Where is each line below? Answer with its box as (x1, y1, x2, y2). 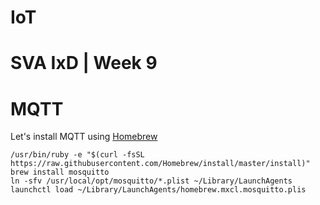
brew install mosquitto (10, 167, 110, 178)
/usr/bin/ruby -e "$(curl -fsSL (10, 150, 145, 160)
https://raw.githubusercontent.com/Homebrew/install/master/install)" (10, 159, 311, 169)
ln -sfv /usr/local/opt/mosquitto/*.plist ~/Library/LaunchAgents (10, 176, 293, 186)
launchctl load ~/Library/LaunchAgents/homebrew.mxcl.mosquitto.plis (10, 185, 307, 195)
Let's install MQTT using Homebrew (10, 131, 158, 143)
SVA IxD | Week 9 (10, 52, 158, 75)
